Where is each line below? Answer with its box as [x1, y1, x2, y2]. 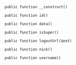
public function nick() [4, 47, 53, 52]
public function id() [4, 13, 48, 18]
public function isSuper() [4, 30, 59, 35]
